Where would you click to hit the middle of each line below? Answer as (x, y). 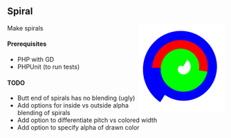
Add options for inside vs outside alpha (73, 105)
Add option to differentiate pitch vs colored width (87, 120)
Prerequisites (27, 44)
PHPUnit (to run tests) (48, 67)
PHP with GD (36, 60)
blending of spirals (44, 113)
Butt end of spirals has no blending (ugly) (76, 98)
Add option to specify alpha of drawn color (78, 128)
